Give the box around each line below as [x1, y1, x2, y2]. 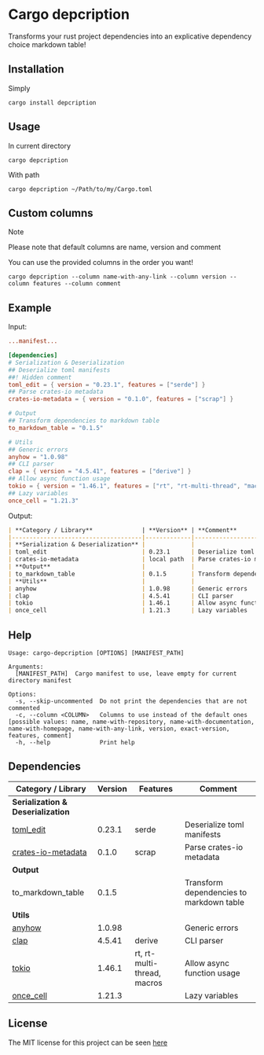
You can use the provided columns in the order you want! [8, 258, 194, 267]
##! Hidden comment [8, 373, 72, 381]
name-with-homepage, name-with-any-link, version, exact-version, [8, 725, 230, 733]
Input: [8, 322, 27, 332]
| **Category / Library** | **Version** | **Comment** [8, 526, 237, 534]
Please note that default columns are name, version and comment [8, 242, 222, 252]
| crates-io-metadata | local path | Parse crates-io [8, 556, 251, 564]
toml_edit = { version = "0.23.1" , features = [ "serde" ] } [8, 380, 206, 388]
